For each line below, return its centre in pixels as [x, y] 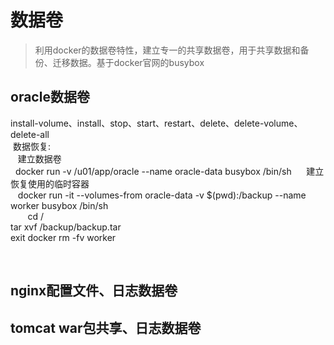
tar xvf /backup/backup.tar [66, 227]
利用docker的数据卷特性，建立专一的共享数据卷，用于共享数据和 [167, 50]
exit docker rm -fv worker [63, 237]
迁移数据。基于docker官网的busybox [128, 62]
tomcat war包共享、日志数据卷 [106, 327]
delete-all [30, 134]
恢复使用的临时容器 [50, 183]
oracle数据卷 [50, 97]
